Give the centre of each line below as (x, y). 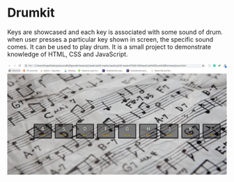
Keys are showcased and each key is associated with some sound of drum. (115, 32)
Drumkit (31, 13)
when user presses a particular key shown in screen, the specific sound (110, 39)
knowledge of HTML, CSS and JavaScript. (68, 54)
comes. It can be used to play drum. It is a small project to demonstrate (109, 47)
